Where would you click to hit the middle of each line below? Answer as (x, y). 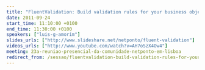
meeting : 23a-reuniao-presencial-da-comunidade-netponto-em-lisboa (94, 52)
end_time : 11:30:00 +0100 (39, 29)
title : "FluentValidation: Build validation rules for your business (97, 12)
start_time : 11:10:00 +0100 (42, 23)
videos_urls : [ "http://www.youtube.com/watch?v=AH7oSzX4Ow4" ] (87, 46)
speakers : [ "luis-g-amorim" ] (43, 35)
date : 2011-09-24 (28, 18)
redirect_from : (26, 57)
